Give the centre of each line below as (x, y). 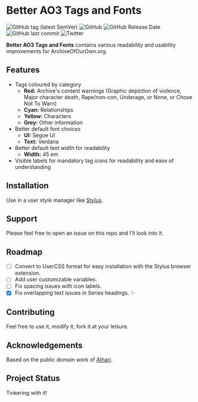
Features (23, 70)
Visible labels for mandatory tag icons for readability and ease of (94, 160)
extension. (27, 273)
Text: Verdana (41, 142)
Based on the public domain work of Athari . (59, 360)
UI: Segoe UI (39, 135)
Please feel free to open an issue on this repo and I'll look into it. (85, 233)
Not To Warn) (40, 103)
